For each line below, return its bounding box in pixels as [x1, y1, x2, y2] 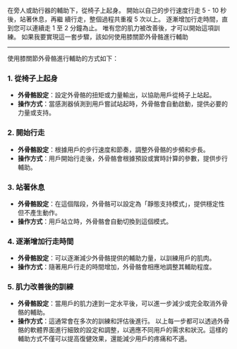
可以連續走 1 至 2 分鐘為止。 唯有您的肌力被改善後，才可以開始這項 [19, 24, 214, 32]
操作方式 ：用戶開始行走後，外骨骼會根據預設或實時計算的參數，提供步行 [17, 154, 228, 162]
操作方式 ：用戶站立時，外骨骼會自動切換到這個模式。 [17, 217, 173, 226]
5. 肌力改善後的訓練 [7, 282, 74, 292]
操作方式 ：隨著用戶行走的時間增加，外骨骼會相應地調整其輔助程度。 [17, 263, 216, 271]
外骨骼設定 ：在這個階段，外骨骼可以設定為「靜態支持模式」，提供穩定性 [17, 200, 225, 208]
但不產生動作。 [17, 208, 61, 216]
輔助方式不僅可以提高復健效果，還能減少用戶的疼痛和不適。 [17, 334, 191, 343]
